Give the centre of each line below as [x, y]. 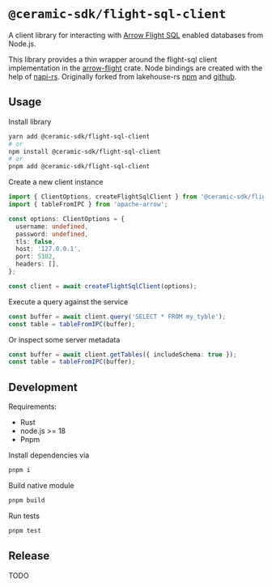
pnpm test [25, 530]
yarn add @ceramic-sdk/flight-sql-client [79, 136]
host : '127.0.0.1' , [49, 249]
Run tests [24, 516]
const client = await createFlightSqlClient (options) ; [103, 286]
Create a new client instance [56, 182]
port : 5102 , [36, 257]
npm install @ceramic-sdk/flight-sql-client [85, 151]
